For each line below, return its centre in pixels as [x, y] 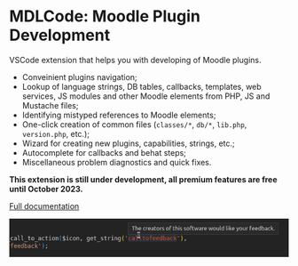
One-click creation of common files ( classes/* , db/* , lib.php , [134, 124]
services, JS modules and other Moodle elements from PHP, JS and [146, 96]
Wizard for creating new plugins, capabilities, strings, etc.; [128, 143]
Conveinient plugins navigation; [79, 77]
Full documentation [44, 206]
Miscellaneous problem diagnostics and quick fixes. [117, 162]
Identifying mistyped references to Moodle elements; [119, 115]
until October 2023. [46, 189]
